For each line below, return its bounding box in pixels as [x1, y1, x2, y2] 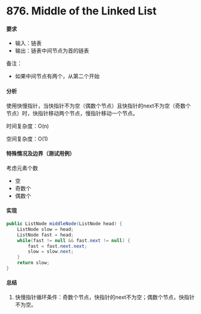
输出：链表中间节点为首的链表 [14, 47, 89, 55]
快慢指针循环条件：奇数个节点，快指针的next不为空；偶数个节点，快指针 [14, 294, 195, 301]
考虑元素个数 [6, 164, 38, 172]
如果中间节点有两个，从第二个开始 [14, 73, 100, 80]
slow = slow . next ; [28, 249, 74, 255]
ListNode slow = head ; [17, 226, 74, 232]
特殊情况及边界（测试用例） [6, 150, 75, 157]
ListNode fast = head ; [17, 232, 74, 238]
